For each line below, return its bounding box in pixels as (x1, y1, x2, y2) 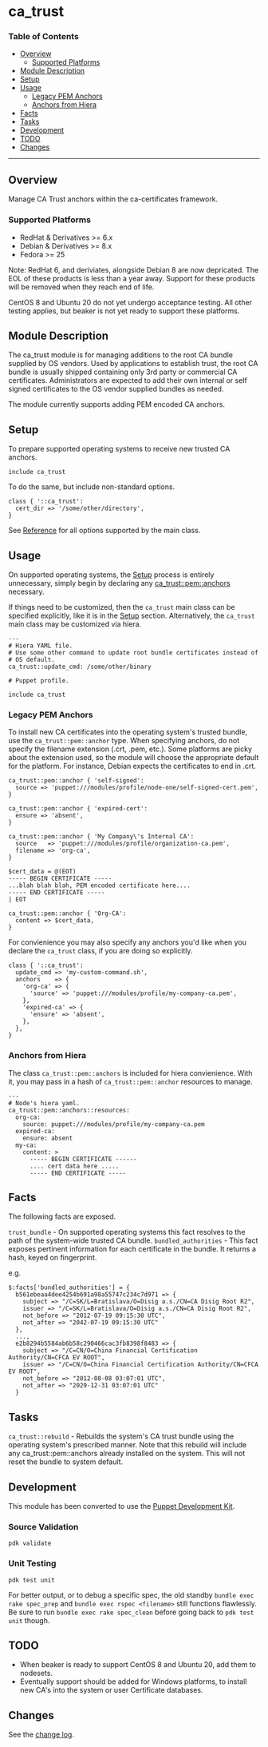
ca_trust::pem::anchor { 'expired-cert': (8, 805, 148, 813)
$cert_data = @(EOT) (8, 868, 77, 876)
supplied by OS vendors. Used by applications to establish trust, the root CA (8, 359, 258, 368)
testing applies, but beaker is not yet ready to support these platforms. (8, 306, 240, 316)
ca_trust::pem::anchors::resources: (8, 1106, 130, 1114)
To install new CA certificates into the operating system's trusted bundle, (8, 727, 248, 737)
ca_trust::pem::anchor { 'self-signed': (8, 777, 145, 785)
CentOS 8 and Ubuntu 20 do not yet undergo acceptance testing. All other (8, 297, 253, 307)
